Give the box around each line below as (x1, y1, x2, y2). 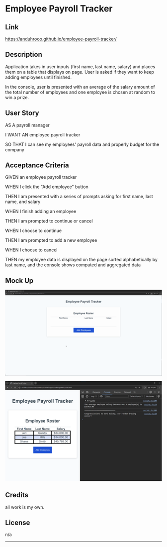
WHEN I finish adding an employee (5, 209, 77, 215)
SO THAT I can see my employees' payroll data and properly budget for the (5, 141, 160, 147)
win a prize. (5, 94, 29, 100)
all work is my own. (5, 504, 45, 510)
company (5, 146, 25, 152)
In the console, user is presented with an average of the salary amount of (5, 84, 155, 90)
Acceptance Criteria (5, 161, 69, 170)
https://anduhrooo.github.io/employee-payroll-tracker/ (5, 36, 117, 42)
